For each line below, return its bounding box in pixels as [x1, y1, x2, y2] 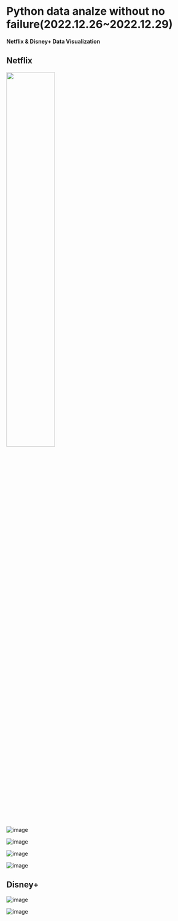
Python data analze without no [6, 4, 166, 18]
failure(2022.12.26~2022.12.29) [6, 17, 173, 31]
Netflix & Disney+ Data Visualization [6, 37, 101, 45]
